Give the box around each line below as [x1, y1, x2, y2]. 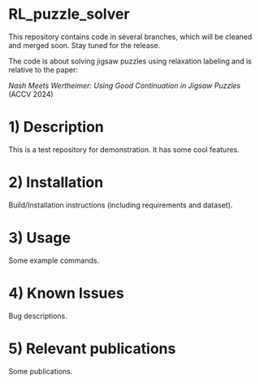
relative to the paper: [8, 64, 79, 74]
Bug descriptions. [8, 311, 67, 321]
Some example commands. [8, 255, 100, 265]
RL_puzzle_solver [8, 5, 130, 24]
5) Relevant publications [8, 339, 176, 358]
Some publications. [8, 366, 73, 376]
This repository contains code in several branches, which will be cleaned [8, 32, 253, 41]
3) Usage [8, 229, 71, 247]
